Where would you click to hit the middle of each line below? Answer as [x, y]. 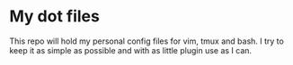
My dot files [55, 16]
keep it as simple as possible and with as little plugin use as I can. [131, 50]
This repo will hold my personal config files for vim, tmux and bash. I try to [147, 41]
